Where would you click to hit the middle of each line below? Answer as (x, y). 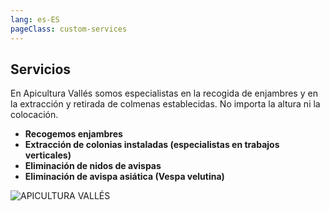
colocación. (34, 115)
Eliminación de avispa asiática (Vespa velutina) (124, 177)
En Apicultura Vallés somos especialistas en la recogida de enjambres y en (164, 93)
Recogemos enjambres (73, 134)
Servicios (41, 69)
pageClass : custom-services (69, 29)
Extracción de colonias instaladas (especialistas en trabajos (152, 145)
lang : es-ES (35, 19)
